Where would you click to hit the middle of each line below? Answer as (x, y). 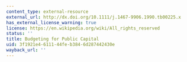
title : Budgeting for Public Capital (53, 39)
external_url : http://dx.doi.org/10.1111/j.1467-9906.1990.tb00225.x (94, 17)
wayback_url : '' (26, 50)
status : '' (20, 34)
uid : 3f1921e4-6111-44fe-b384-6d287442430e (61, 45)
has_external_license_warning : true (51, 22)
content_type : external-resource (47, 12)
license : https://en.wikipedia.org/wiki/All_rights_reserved (83, 28)
